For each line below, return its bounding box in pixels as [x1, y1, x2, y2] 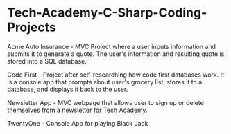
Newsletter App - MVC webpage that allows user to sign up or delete [7, 98, 205, 106]
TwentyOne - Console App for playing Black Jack [7, 119, 148, 127]
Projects [7, 19, 57, 35]
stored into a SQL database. [7, 57, 87, 65]
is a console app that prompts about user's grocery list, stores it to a [7, 77, 203, 86]
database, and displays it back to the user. [7, 85, 128, 93]
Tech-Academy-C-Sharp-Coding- [7, 5, 207, 21]
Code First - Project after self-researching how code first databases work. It [7, 70, 225, 79]
